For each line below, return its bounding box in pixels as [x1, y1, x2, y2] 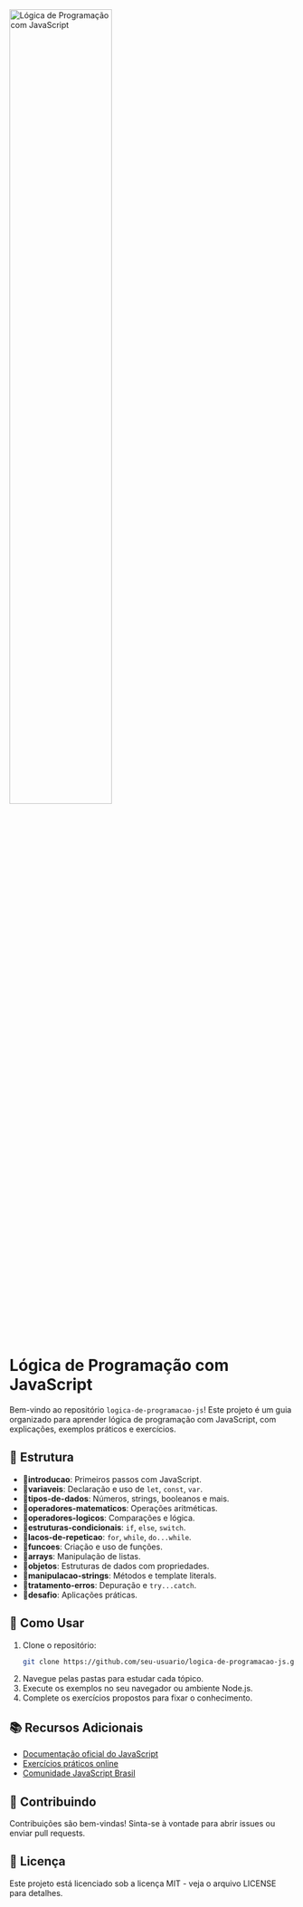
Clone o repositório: [22, 1639, 97, 1651]
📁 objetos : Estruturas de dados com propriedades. [22, 1560, 210, 1571]
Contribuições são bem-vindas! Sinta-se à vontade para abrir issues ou [9, 1818, 276, 1829]
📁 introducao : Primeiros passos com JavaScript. [22, 1473, 202, 1484]
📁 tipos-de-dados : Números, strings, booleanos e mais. [22, 1493, 230, 1504]
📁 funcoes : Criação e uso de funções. [22, 1541, 163, 1552]
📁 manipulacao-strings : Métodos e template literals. [22, 1570, 217, 1581]
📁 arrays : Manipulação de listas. [22, 1550, 141, 1561]
